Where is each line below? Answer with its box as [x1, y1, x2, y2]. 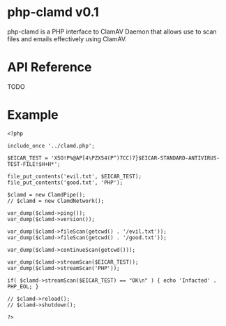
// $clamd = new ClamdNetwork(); [7, 197, 105, 204]
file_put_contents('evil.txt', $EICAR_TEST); [7, 173, 142, 180]
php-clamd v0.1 [7, 4, 99, 20]
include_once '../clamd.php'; [7, 142, 96, 149]
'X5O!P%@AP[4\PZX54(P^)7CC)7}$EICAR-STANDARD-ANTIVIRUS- [51, 155, 220, 162]
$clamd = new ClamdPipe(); [7, 191, 86, 198]
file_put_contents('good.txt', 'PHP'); [7, 179, 123, 186]
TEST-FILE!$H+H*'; [7, 160, 61, 168]
